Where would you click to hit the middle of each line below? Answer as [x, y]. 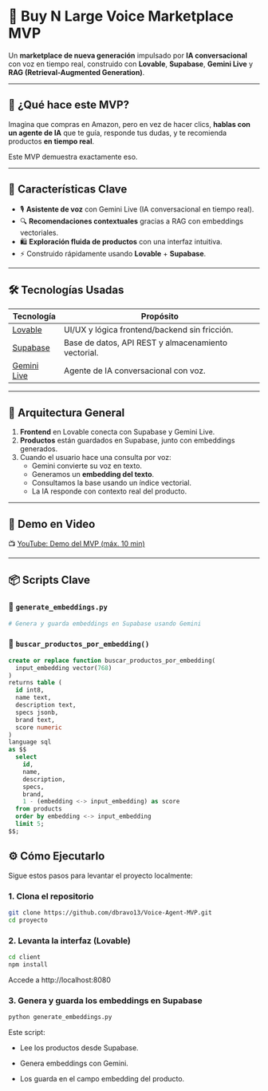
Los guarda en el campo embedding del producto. [102, 1078]
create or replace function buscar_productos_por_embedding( [112, 661]
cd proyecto [28, 920]
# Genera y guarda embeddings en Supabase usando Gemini [105, 623]
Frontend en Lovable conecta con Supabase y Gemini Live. [117, 432]
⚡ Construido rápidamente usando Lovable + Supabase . [113, 253]
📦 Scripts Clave [49, 580]
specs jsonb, [37, 712]
